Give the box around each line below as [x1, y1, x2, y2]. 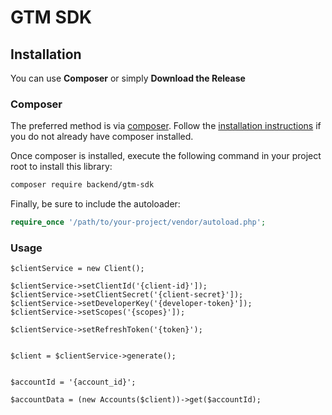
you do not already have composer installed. [10, 131, 194, 143]
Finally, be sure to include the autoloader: [10, 198, 181, 210]
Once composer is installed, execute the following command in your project [10, 150, 322, 162]
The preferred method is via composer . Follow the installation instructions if [10, 120, 322, 132]
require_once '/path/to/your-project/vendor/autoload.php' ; [10, 217, 267, 228]
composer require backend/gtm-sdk [10, 180, 155, 190]
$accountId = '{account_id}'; [10, 377, 137, 388]
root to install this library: [10, 161, 113, 173]
